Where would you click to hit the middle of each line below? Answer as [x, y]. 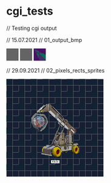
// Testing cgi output [32, 28]
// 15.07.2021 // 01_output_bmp [44, 40]
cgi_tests [30, 11]
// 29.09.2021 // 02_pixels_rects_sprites [55, 70]
